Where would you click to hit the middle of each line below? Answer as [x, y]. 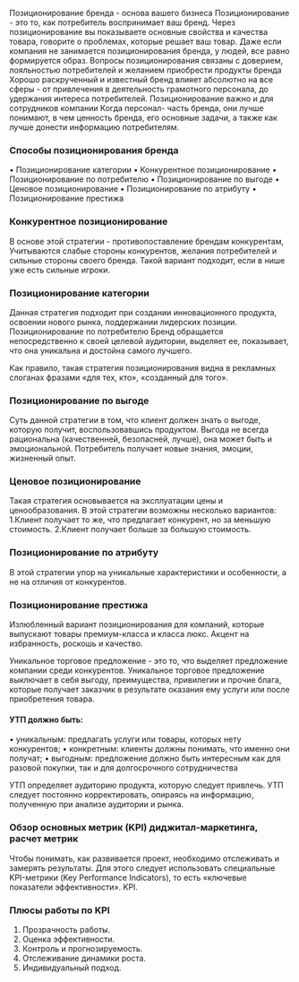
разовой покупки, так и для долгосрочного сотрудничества [124, 768]
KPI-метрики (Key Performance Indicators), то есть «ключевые [128, 877]
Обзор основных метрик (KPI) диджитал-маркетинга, [133, 828]
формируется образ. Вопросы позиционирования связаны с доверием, [146, 60]
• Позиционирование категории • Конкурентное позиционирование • [143, 170]
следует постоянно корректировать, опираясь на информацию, [132, 795]
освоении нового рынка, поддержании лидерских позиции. [123, 322]
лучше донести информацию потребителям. [94, 127]
